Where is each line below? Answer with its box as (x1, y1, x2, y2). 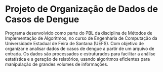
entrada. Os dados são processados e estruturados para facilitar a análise (5, 50, 156, 57)
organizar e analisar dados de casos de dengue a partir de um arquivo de (5, 46, 155, 51)
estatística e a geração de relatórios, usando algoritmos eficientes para (5, 56, 150, 62)
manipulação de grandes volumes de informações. (5, 61, 109, 67)
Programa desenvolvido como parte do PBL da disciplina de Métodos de (5, 30, 153, 36)
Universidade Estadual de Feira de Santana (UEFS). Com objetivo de (5, 40, 144, 46)
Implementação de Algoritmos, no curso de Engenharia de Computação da (5, 35, 158, 41)
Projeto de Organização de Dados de (5, 3, 158, 15)
